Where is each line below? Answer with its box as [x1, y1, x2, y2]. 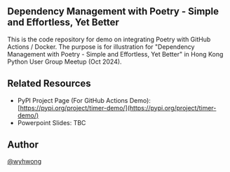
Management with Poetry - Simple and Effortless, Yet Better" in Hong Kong [7, 50, 224, 58]
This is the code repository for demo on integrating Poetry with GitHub [7, 35, 211, 43]
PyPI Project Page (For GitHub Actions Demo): [17, 96, 151, 104]
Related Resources [7, 78, 91, 89]
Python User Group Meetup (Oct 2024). [7, 57, 122, 66]
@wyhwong [7, 157, 42, 166]
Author [7, 139, 39, 151]
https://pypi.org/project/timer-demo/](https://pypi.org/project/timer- [20, 103, 217, 112]
